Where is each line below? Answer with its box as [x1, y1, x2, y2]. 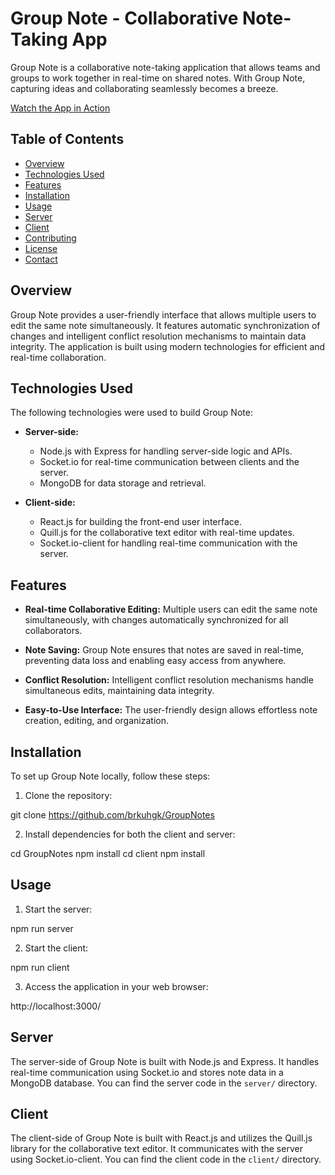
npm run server [10, 922, 74, 934]
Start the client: [24, 942, 89, 954]
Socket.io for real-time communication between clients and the [39, 456, 300, 468]
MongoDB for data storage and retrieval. [39, 477, 207, 489]
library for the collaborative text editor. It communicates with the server [10, 1143, 303, 1155]
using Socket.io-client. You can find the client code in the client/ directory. [10, 1153, 322, 1166]
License [24, 242, 58, 254]
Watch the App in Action [10, 102, 111, 114]
